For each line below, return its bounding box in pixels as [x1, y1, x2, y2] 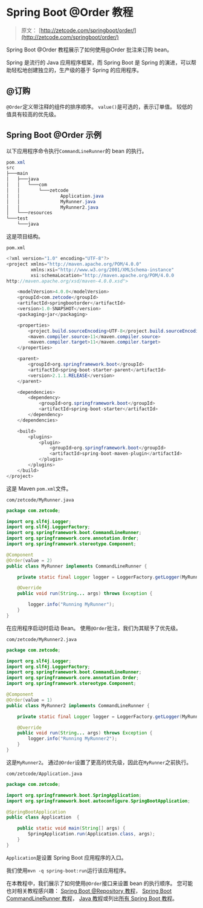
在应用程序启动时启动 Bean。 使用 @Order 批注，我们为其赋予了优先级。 [6, 624, 181, 632]
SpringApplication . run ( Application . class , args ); [28, 831, 155, 837]
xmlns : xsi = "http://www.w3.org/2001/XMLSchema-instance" [30, 267, 174, 273]
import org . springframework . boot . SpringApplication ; [6, 792, 142, 799]
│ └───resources [6, 210, 53, 216]
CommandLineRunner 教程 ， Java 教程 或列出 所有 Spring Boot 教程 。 [6, 895, 178, 902]
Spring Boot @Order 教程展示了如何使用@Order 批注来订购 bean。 [6, 46, 172, 53]
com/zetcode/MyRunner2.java [6, 636, 77, 642]
